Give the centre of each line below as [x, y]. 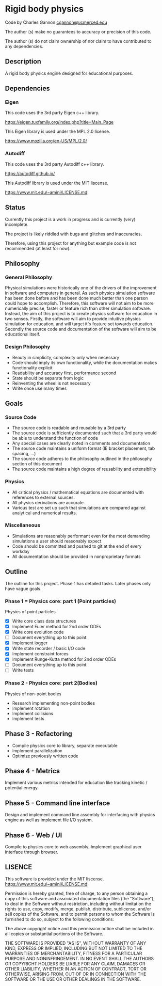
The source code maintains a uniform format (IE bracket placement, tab [83, 448]
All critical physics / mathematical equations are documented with [78, 492]
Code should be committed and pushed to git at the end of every [77, 546]
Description [23, 62]
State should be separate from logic [48, 378]
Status [15, 208]
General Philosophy [29, 277]
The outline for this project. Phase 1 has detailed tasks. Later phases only [78, 583]
